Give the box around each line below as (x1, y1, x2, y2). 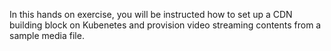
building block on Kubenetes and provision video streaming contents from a (9, 19, 322, 31)
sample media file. (9, 30, 85, 41)
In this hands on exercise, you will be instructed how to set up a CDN (9, 9, 293, 20)
